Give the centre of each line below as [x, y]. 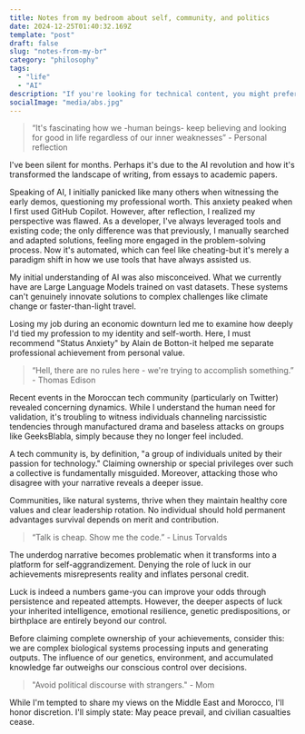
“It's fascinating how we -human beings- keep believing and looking [159, 128]
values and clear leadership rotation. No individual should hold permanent [148, 511]
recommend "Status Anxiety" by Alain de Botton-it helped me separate [142, 343]
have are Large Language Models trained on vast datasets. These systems [149, 287]
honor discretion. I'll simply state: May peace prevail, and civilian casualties [150, 712]
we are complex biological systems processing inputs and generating [139, 648]
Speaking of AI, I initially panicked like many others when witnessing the [144, 193]
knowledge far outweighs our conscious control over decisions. [128, 668]
